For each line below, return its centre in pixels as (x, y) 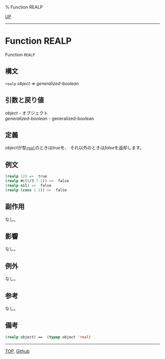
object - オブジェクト (27, 113)
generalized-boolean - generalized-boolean (50, 118)
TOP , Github (17, 351)
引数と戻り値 (25, 100)
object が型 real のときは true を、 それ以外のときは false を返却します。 (75, 148)
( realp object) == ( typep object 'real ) (48, 337)
